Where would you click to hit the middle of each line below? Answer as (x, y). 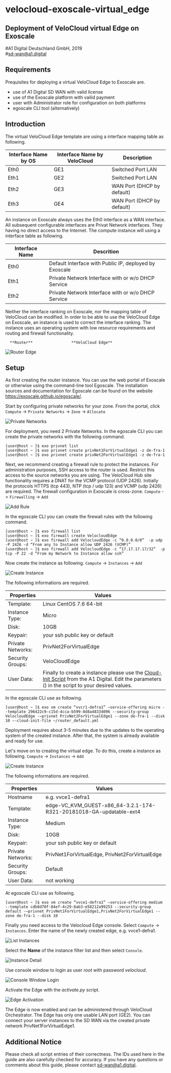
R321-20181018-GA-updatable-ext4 (93, 812)
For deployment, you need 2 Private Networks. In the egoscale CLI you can (84, 431)
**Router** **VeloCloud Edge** (61, 342)
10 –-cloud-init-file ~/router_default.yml (52, 721)
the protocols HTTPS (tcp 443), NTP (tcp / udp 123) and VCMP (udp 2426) (83, 486)
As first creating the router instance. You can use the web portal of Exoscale (85, 380)
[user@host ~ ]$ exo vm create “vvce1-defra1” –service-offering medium (84, 902)
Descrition (106, 252)
